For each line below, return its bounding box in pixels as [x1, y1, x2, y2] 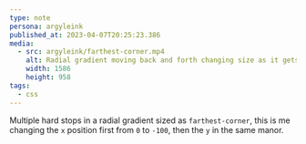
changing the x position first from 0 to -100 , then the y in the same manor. [9, 124, 284, 135]
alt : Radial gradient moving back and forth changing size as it [25, 56, 280, 65]
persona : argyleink [9, 22, 84, 31]
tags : [9, 81, 30, 90]
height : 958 [25, 73, 71, 82]
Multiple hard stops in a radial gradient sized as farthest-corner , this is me [9, 115, 291, 126]
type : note [9, 13, 51, 23]
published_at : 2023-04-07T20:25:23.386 [9, 30, 161, 39]
